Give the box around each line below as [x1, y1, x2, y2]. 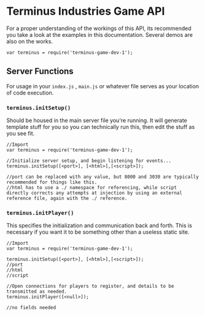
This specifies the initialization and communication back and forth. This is [6, 222, 192, 229]
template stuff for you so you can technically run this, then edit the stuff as [6, 123, 195, 131]
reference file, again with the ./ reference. [6, 195, 128, 202]
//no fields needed [6, 305, 56, 311]
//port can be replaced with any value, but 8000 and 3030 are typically [6, 174, 199, 180]
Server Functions [6, 66, 74, 77]
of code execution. [6, 89, 54, 96]
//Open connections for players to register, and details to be [6, 283, 174, 290]
